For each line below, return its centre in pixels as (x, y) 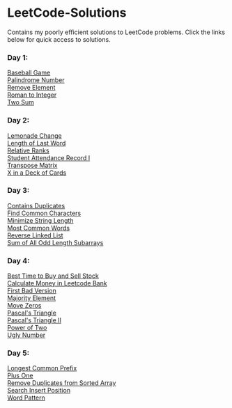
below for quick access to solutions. (59, 39)
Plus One (20, 376)
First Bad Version (32, 291)
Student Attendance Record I (49, 157)
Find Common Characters (44, 213)
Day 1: (18, 57)
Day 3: (18, 191)
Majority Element (31, 298)
